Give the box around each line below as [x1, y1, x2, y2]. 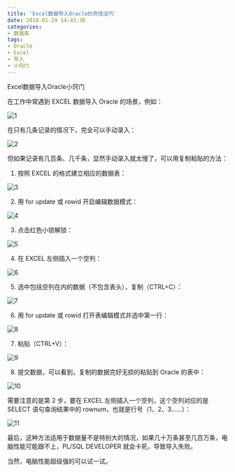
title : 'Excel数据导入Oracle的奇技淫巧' [7, 10, 117, 17]
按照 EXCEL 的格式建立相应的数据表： [17, 169, 127, 177]
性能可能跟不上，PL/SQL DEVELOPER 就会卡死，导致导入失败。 [13, 442, 197, 450]
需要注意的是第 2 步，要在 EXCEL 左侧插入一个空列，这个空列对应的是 [7, 396, 209, 404]
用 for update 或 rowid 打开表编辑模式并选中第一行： [17, 310, 169, 319]
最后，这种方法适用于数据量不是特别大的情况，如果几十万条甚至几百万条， [7, 433, 222, 441]
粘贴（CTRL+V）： [17, 339, 69, 348]
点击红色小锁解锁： [17, 225, 73, 234]
